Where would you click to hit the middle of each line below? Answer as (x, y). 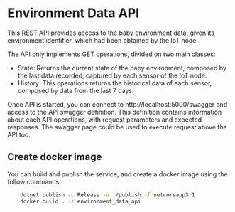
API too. (19, 134)
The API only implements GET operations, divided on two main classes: (111, 54)
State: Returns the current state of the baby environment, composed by (122, 68)
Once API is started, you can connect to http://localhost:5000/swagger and (117, 104)
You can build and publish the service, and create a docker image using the (118, 174)
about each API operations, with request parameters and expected (105, 120)
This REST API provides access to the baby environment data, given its (111, 33)
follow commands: (34, 181)
